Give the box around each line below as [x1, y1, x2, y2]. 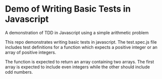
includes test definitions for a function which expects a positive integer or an [5, 44, 158, 50]
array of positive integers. [5, 49, 57, 55]
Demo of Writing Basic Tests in [5, 3, 131, 15]
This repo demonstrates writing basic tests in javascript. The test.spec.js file [5, 39, 157, 45]
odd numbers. [5, 69, 33, 75]
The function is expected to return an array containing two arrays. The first [5, 59, 154, 64]
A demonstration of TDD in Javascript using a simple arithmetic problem [5, 30, 149, 35]
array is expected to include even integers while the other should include [5, 64, 150, 70]
